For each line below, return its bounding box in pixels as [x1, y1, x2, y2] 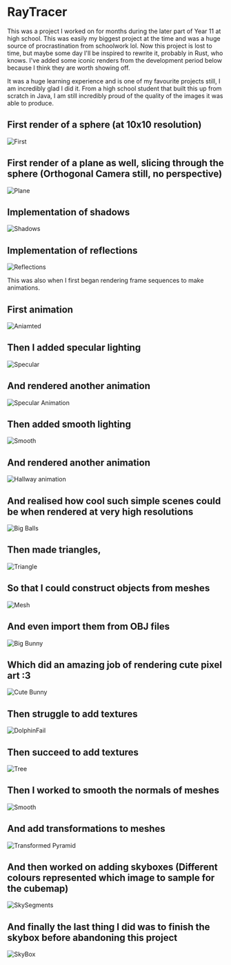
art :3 [7, 670, 31, 682]
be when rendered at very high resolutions [7, 506, 194, 517]
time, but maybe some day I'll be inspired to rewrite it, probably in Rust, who [7, 49, 223, 57]
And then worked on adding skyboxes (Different [7, 861, 219, 873]
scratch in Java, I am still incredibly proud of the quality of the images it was [7, 91, 223, 100]
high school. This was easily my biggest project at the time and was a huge [7, 34, 221, 42]
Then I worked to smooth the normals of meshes [7, 784, 219, 797]
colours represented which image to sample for [7, 872, 215, 884]
